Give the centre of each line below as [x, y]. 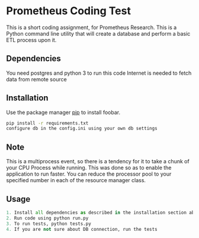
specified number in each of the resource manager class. [76, 180]
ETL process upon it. [31, 40]
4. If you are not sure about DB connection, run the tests [82, 229]
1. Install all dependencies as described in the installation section [96, 212]
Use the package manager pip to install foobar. [63, 112]
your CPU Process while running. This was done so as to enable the [89, 168]
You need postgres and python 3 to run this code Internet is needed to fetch [99, 73]
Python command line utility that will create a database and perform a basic [98, 33]
